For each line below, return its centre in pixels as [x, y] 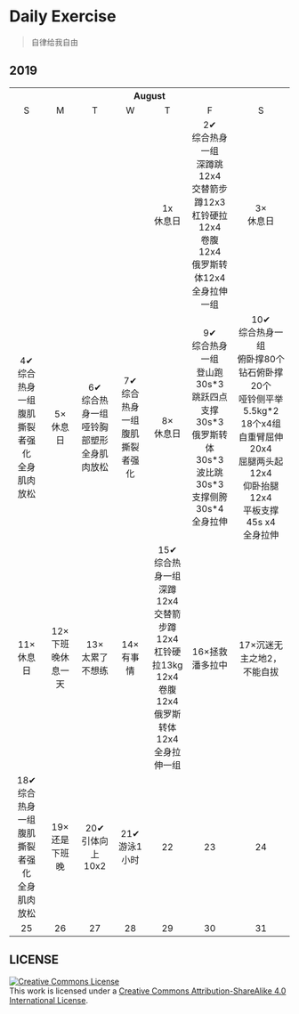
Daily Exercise [63, 16]
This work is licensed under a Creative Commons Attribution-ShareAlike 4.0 [148, 991]
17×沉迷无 [261, 645]
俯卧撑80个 [261, 359]
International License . [49, 1000]
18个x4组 [261, 423]
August [149, 95]
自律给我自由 [54, 42]
